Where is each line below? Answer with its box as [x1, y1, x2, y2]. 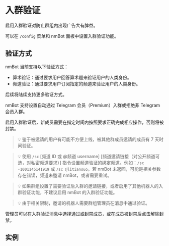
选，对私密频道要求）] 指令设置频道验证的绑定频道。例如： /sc [17, 160, 144, 166]
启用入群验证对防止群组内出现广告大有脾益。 [5, 22, 98, 28]
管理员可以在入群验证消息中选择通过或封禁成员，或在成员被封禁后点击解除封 [5, 211, 164, 217]
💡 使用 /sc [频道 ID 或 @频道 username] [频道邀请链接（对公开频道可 [17, 153, 160, 159]
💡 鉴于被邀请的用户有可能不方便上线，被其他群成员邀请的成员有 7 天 [17, 136, 159, 142]
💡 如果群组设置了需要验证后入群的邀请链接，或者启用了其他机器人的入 [17, 183, 163, 189]
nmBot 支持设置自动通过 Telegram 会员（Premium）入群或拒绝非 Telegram [5, 102, 160, 108]
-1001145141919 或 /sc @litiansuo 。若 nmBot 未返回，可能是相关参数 [17, 166, 161, 172]
